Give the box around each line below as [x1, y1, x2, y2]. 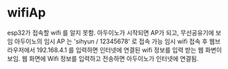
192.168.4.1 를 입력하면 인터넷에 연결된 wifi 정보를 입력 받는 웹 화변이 [37, 46, 222, 54]
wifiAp [7, 5, 46, 21]
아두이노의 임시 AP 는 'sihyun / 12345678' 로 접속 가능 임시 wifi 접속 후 [14, 37, 208, 46]
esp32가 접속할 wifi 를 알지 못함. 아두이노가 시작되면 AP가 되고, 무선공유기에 [7, 28, 214, 37]
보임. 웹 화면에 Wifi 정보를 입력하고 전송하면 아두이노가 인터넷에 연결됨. [7, 54, 199, 63]
